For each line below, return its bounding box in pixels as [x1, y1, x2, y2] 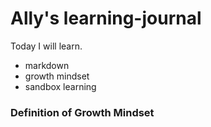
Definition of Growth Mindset [10, 105, 155, 119]
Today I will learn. [10, 40, 83, 52]
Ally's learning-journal [10, 7, 202, 30]
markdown [24, 59, 70, 71]
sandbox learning [24, 80, 97, 92]
